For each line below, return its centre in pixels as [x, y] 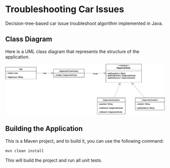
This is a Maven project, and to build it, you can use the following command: [84, 141]
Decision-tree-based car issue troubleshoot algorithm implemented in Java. [84, 23]
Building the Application [44, 129]
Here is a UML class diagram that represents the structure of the [72, 51]
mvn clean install [25, 151]
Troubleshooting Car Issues [65, 9]
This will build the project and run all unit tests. [54, 160]
